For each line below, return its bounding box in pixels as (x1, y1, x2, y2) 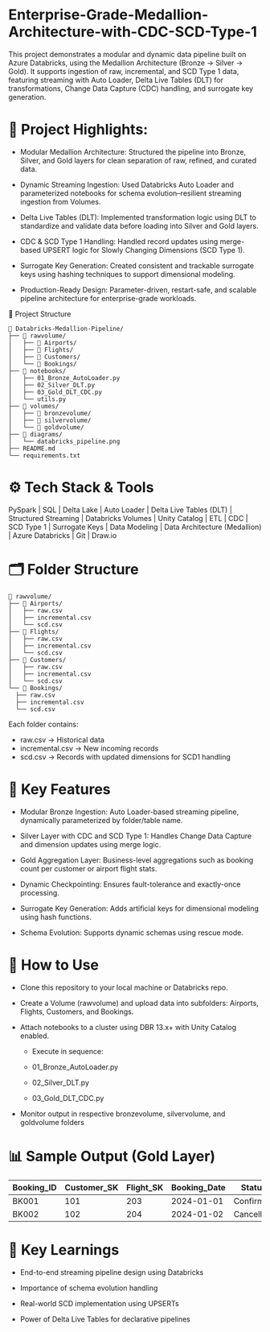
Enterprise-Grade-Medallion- (8, 6, 209, 24)
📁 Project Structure (8, 308, 72, 319)
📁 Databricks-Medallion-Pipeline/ (8, 325, 125, 333)
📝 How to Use (8, 956, 99, 974)
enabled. (19, 1031, 50, 1040)
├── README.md (8, 445, 56, 453)
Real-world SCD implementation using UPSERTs (19, 1298, 179, 1308)
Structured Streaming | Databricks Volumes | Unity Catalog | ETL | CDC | (8, 513, 248, 523)
